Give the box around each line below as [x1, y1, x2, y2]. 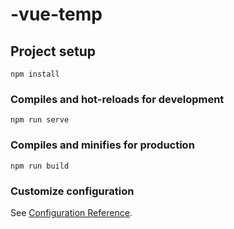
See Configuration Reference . [10, 206, 133, 218]
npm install [10, 69, 60, 79]
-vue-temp [10, 3, 103, 26]
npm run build [10, 161, 70, 171]
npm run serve [10, 115, 70, 125]
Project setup [10, 43, 97, 60]
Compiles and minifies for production [10, 138, 195, 152]
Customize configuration [10, 184, 135, 198]
